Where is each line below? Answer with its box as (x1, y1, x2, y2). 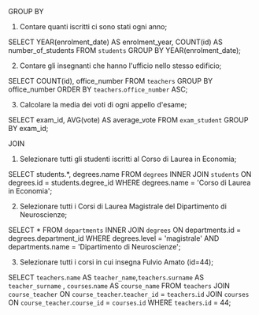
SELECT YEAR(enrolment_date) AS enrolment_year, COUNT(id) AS (8, 37, 223, 47)
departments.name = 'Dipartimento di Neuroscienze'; (8, 242, 181, 251)
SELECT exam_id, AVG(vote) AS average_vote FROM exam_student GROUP (8, 115, 249, 125)
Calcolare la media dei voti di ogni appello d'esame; (19, 100, 187, 109)
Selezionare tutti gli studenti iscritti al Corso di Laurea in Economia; (19, 154, 237, 163)
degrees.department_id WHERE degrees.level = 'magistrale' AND (8, 234, 220, 243)
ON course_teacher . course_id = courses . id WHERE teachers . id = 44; (8, 298, 231, 307)
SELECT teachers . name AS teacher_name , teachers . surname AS (8, 272, 205, 282)
